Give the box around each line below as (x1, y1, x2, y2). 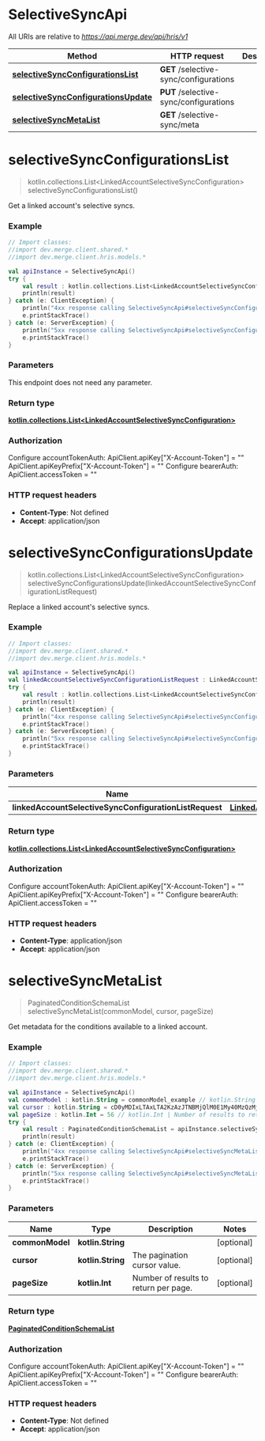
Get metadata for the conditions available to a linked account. (8, 1022, 207, 1031)
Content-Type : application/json (19, 936, 122, 946)
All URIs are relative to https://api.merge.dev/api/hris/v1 (8, 32, 188, 41)
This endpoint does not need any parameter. (8, 377, 152, 387)
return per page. (132, 1282, 193, 1293)
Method (66, 50, 97, 61)
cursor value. (132, 1259, 181, 1270)
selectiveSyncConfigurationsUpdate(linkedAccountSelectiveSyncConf (27, 578, 256, 588)
